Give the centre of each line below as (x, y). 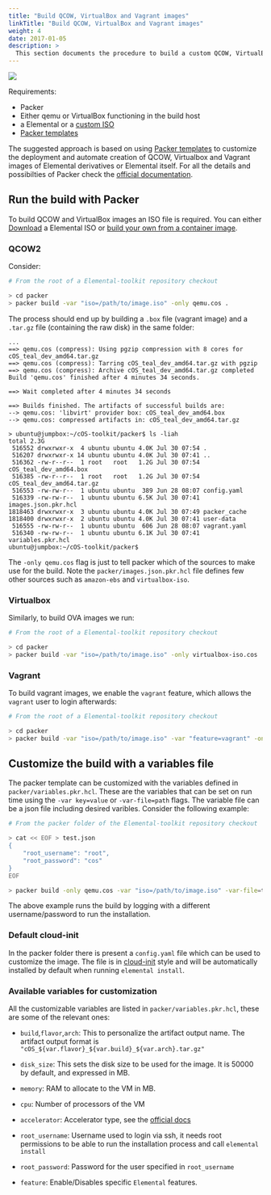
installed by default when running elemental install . (97, 970)
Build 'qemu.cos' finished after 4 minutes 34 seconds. (104, 377)
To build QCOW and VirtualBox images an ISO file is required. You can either (135, 219)
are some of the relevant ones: (59, 1017)
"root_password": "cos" (63, 860)
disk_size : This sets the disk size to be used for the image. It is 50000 (137, 1064)
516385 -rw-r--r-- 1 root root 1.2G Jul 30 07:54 (106, 476)
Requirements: (32, 91)
